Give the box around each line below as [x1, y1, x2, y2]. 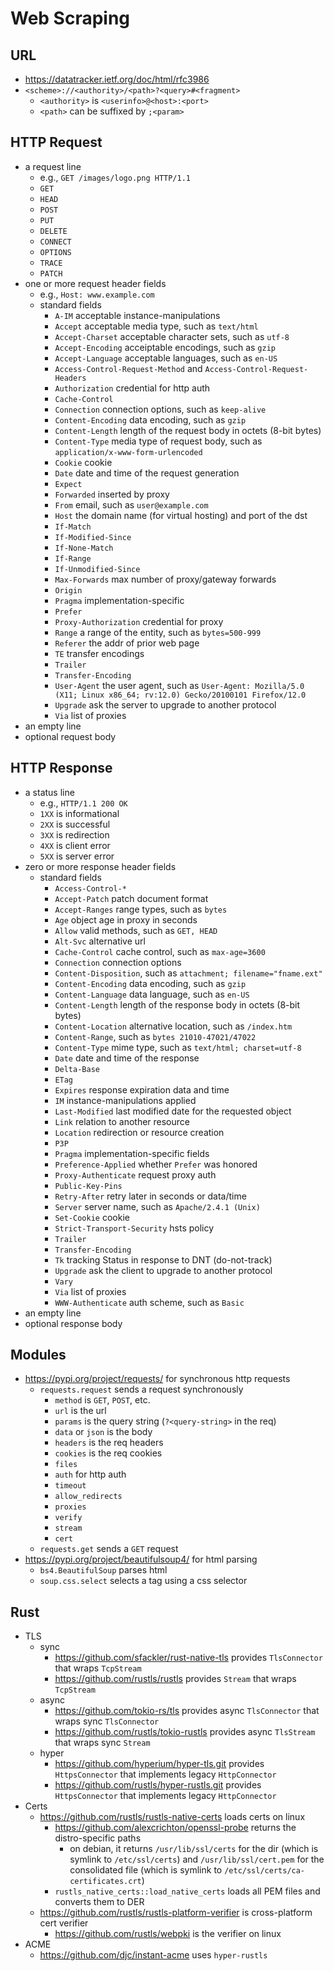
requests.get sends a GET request [39, 1543, 179, 1555]
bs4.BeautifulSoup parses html [39, 1564, 168, 1576]
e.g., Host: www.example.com [39, 288, 155, 300]
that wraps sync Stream [54, 1737, 151, 1749]
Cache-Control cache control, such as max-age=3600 [54, 945, 266, 957]
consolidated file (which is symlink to [69, 1864, 223, 1876]
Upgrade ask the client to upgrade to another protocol [54, 1264, 273, 1276]
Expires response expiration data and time [54, 1083, 230, 1096]
